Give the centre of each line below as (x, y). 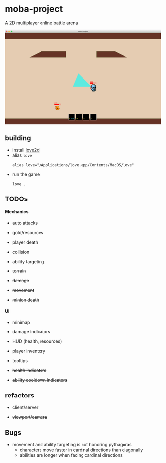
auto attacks (25, 223)
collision (21, 252)
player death (25, 242)
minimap (21, 322)
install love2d (26, 150)
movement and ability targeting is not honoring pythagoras (72, 445)
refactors (20, 396)
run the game (26, 174)
